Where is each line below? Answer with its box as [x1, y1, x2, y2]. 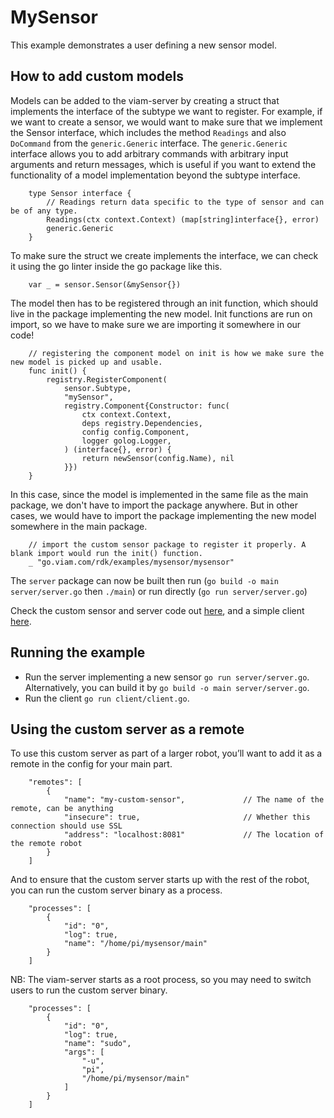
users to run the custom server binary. [10, 984, 168, 996]
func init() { [28, 366, 87, 376]
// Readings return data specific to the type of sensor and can [46, 197, 325, 207]
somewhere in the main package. [10, 520, 148, 532]
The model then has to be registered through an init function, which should [10, 297, 319, 309]
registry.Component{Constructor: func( [63, 401, 230, 411]
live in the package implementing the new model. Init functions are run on [10, 307, 313, 320]
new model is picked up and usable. [10, 357, 163, 367]
